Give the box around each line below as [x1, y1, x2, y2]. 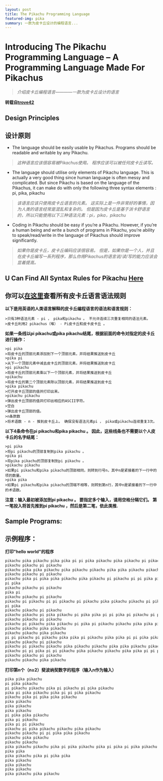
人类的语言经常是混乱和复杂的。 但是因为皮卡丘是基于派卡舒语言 [21, 206, 150, 212]
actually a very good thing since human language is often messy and [12, 175, 150, 181]
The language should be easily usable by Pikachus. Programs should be [12, 145, 156, 150]
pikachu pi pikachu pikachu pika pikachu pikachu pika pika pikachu [5, 644, 147, 649]
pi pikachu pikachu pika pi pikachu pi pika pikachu [5, 685, 114, 691]
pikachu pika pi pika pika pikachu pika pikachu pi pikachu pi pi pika [5, 576, 153, 582]
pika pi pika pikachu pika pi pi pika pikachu [5, 690, 101, 695]
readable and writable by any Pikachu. [12, 150, 89, 156]
